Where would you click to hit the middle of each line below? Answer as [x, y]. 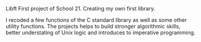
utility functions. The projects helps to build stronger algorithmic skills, [93, 26]
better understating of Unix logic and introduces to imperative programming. [101, 33]
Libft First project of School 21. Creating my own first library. [80, 9]
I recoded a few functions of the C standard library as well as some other [96, 20]
